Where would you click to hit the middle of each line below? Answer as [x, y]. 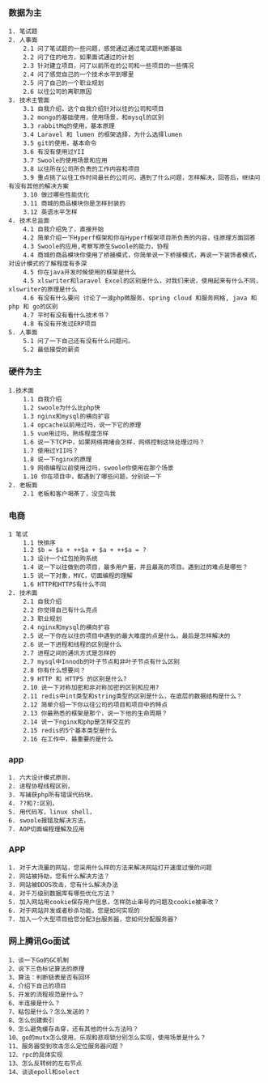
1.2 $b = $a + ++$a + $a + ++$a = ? [85, 550]
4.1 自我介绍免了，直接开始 [64, 229]
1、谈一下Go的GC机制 [39, 960]
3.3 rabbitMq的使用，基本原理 [69, 126]
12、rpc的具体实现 [36, 1055]
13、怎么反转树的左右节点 [45, 1063]
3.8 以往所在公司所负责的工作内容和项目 [81, 169]
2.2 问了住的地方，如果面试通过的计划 [79, 57]
